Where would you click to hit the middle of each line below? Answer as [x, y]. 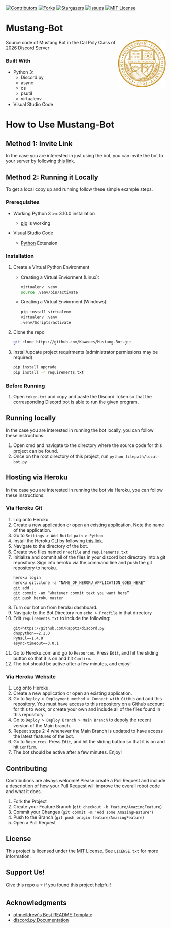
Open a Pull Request [35, 822]
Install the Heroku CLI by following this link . [58, 541]
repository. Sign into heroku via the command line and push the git [83, 562]
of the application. [32, 530]
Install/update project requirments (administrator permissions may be [85, 352]
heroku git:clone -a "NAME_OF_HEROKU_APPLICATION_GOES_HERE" [79, 583]
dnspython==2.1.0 [31, 633]
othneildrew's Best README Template [53, 915]
